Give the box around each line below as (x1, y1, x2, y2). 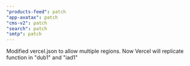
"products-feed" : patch (6, 8, 67, 15)
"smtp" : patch (6, 31, 42, 37)
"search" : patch (6, 25, 47, 32)
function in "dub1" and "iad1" (6, 54, 78, 61)
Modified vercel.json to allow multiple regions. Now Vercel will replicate (6, 47, 184, 55)
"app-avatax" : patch (6, 14, 59, 20)
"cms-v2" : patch (6, 20, 47, 26)
